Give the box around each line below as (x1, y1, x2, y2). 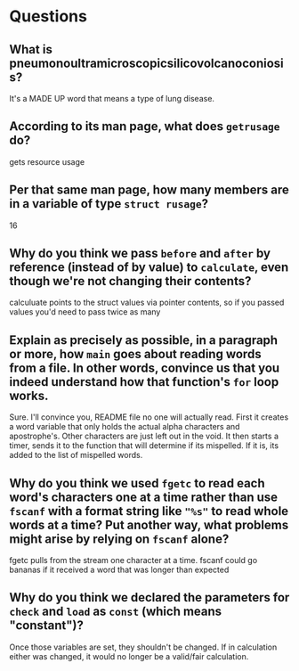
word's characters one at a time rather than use (9, 489, 279, 504)
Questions (9, 6, 87, 27)
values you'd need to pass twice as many (9, 307, 161, 317)
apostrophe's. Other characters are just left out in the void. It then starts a (9, 430, 279, 442)
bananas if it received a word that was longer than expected (9, 564, 230, 576)
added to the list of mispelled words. (9, 450, 143, 461)
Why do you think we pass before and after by (9, 246, 271, 261)
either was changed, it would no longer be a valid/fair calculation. (9, 651, 249, 661)
